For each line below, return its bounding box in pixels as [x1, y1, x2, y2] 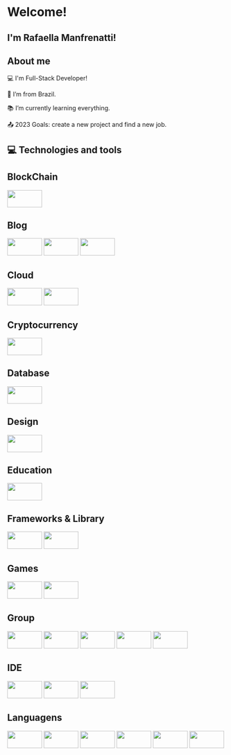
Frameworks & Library [7, 512, 105, 524]
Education [7, 465, 53, 476]
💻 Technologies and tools [7, 144, 122, 156]
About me [7, 55, 51, 67]
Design [7, 416, 39, 428]
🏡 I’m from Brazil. [7, 90, 57, 98]
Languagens [7, 712, 62, 724]
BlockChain [7, 171, 58, 183]
